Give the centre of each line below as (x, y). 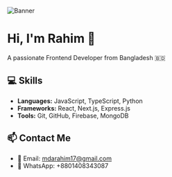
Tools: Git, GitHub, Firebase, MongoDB (73, 115)
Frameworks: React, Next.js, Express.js (74, 108)
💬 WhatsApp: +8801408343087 (63, 165)
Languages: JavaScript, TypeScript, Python (80, 101)
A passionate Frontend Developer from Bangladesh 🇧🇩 (86, 57)
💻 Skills (25, 81)
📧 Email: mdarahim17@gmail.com (64, 158)
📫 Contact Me (39, 138)
